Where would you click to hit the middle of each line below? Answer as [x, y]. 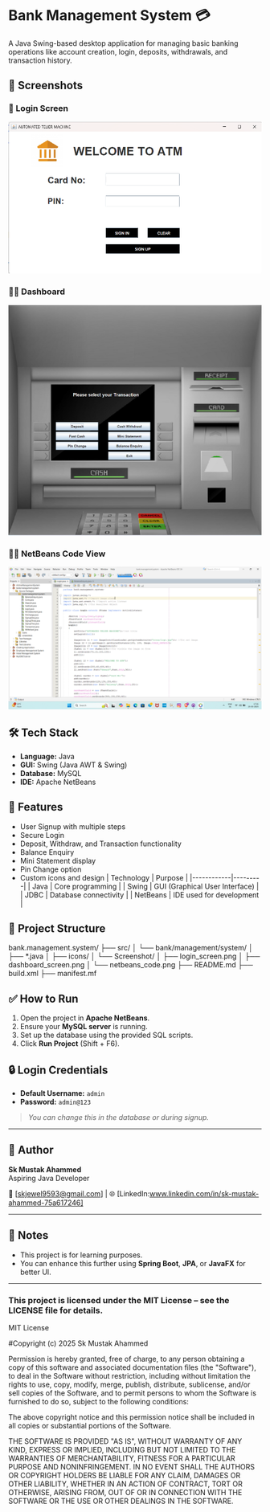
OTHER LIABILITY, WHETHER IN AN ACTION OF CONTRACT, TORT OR [125, 1484]
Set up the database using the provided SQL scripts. [106, 1035]
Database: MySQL [51, 773]
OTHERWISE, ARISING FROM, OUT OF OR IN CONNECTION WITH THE [125, 1492]
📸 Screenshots [46, 86]
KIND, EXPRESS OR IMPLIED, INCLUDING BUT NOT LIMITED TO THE [122, 1449]
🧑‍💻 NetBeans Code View [57, 554]
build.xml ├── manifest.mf [53, 974]
